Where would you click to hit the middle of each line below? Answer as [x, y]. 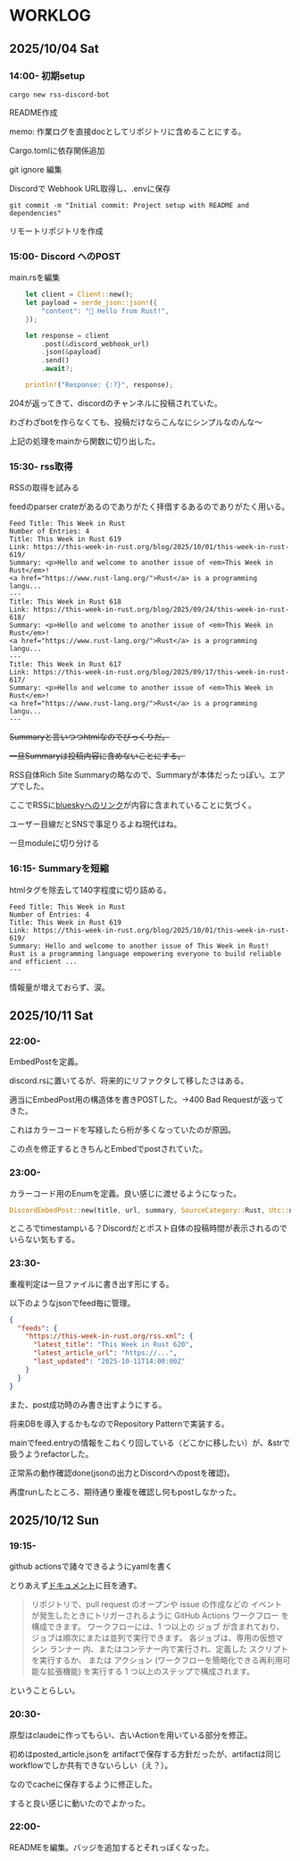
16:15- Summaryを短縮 [59, 868]
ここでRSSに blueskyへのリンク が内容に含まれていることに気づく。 [133, 805]
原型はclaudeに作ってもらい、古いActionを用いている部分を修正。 [131, 1735]
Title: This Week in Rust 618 [66, 602]
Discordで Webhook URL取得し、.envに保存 [90, 188]
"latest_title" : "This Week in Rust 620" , [113, 1345]
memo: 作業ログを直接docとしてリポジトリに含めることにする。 [128, 131]
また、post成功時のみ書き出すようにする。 [88, 1404]
